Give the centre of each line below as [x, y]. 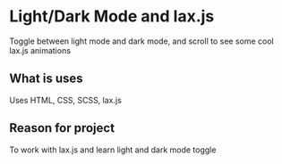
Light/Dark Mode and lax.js [112, 16]
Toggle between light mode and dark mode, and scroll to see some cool [142, 41]
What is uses [46, 79]
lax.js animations [40, 50]
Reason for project [62, 128]
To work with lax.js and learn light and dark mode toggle [113, 150]
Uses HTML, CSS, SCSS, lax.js [66, 100]
